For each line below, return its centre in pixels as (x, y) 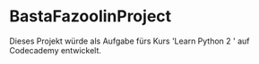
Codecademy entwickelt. (55, 50)
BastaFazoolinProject (91, 16)
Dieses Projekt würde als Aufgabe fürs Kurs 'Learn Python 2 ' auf (129, 41)
